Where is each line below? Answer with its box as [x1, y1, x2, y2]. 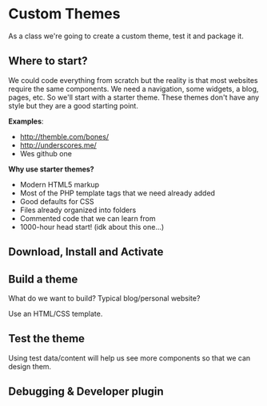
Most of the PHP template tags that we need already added [19, 188, 216, 198]
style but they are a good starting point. [8, 101, 138, 110]
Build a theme [8, 272, 78, 286]
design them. [8, 361, 52, 371]
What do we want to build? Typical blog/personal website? [8, 293, 201, 303]
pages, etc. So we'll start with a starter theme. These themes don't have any [8, 93, 260, 102]
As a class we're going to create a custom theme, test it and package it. [8, 31, 244, 41]
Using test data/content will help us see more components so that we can [8, 353, 251, 363]
